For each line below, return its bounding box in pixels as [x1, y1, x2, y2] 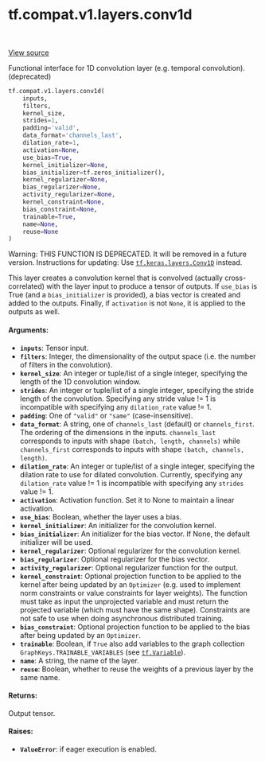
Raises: [8, 726, 33, 737]
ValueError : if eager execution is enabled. [19, 744, 157, 753]
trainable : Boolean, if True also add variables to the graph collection [19, 639, 245, 648]
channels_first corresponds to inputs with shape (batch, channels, [19, 444, 245, 454]
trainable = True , [22, 212, 77, 220]
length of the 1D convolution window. [19, 376, 142, 387]
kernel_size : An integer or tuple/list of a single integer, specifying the [19, 368, 248, 378]
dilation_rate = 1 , [22, 139, 80, 147]
